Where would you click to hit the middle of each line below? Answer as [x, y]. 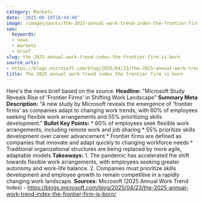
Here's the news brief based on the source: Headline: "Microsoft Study [96, 91]
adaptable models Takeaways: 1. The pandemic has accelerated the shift [98, 156]
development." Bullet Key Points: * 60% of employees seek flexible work [98, 123]
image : [15, 23]
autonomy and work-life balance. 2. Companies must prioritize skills [91, 168]
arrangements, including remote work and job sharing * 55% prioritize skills [101, 130]
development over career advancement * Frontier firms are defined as [94, 136]
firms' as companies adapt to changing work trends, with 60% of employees [102, 110]
